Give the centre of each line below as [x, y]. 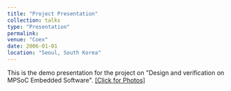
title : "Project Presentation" [53, 14]
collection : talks [34, 20]
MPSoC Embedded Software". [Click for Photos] [76, 80]
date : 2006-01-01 [32, 46]
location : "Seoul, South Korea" [54, 53]
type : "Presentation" [39, 27]
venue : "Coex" [28, 40]
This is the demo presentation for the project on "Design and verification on [116, 72]
